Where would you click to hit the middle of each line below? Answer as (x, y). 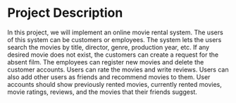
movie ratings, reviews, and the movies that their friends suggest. (102, 92)
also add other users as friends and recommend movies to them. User (109, 77)
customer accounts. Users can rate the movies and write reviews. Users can (118, 69)
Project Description (65, 13)
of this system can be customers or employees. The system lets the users (114, 39)
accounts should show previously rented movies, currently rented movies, (114, 84)
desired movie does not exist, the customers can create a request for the (113, 55)
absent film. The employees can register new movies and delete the (106, 62)
